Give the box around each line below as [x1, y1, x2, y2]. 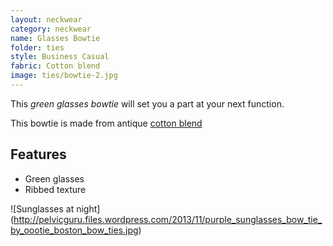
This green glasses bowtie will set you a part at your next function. [10, 97, 285, 110]
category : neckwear [10, 24, 92, 34]
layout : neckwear [10, 14, 83, 25]
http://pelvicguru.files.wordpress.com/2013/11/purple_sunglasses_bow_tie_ [13, 213, 323, 225]
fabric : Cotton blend [10, 61, 101, 71]
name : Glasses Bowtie [10, 33, 101, 43]
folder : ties [10, 42, 65, 53]
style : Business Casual [10, 52, 110, 62]
